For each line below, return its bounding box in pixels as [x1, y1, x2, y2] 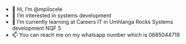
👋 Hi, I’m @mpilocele [11, 6, 63, 12]
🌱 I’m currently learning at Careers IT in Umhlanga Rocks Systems [11, 18, 174, 25]
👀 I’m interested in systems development [11, 12, 112, 19]
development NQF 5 [11, 24, 61, 32]
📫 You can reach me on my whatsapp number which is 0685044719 [11, 32, 180, 38]
